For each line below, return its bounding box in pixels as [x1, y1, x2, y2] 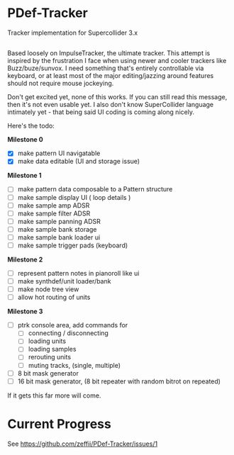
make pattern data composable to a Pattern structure [17, 185, 173, 193]
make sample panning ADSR [17, 217, 101, 225]
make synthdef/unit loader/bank [17, 277, 111, 286]
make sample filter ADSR [17, 209, 91, 218]
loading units [28, 337, 66, 345]
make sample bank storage [17, 225, 97, 233]
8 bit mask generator [17, 369, 79, 377]
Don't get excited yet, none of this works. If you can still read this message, [7, 93, 228, 101]
